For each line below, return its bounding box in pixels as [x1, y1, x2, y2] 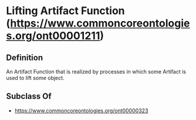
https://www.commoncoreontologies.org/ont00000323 [14, 107, 148, 114]
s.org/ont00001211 [6, 29, 100, 42]
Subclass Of [6, 91, 52, 101]
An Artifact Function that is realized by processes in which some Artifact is [6, 68, 187, 75]
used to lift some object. [6, 75, 65, 81]
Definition [6, 52, 43, 62]
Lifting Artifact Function [6, 4, 125, 18]
